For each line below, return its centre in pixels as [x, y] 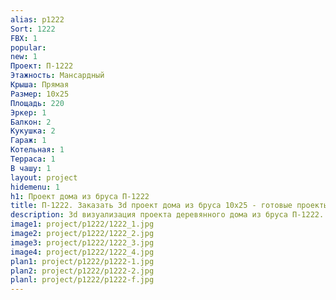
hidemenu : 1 [35, 187]
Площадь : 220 [37, 103]
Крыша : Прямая [40, 85]
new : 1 [24, 57]
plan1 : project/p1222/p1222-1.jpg [82, 261]
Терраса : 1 [33, 159]
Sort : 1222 [33, 29]
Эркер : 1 [28, 112]
